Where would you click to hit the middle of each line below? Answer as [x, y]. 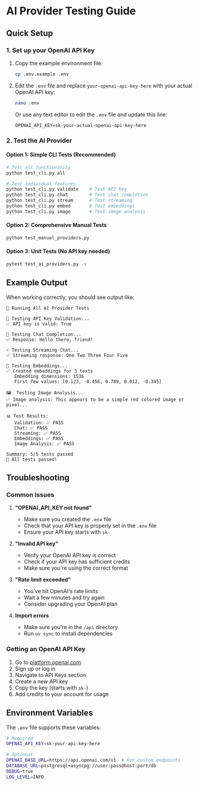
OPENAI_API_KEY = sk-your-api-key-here [53, 744]
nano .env [27, 103]
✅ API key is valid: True [39, 324]
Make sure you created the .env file [68, 519]
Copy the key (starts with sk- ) [51, 688]
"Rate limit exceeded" [43, 580]
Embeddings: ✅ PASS [39, 439]
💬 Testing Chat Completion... [44, 334]
